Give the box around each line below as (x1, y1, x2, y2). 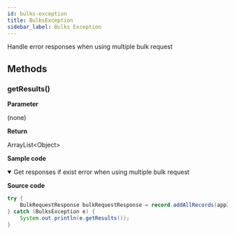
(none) (7, 114, 27, 122)
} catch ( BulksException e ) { (7, 208, 96, 215)
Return (7, 127, 28, 135)
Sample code (7, 154, 47, 163)
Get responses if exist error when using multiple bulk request (13, 168, 190, 176)
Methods (7, 62, 48, 74)
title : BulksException (7, 17, 73, 24)
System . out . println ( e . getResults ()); (20, 215, 130, 222)
